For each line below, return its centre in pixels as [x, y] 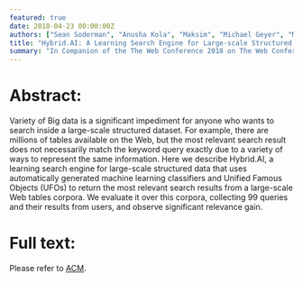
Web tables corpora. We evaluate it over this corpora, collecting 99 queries [149, 197]
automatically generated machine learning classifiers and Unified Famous [146, 178]
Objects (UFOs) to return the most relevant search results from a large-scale [151, 188]
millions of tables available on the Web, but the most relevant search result [148, 140]
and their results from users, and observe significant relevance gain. [136, 207]
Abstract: [46, 96]
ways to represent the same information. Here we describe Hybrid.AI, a [142, 159]
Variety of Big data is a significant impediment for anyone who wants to [142, 121]
